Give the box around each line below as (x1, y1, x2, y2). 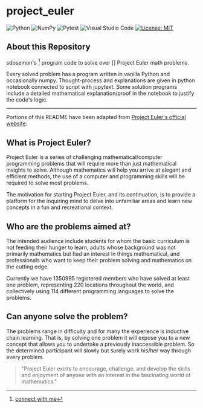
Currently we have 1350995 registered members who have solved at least (6, 275, 190, 282)
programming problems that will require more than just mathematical (6, 160, 177, 167)
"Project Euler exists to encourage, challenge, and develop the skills (21, 364, 190, 372)
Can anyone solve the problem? (6, 311, 128, 322)
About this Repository (6, 42, 91, 52)
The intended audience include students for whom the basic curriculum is (6, 238, 190, 245)
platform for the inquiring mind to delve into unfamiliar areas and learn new (6, 198, 193, 205)
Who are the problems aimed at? (6, 221, 131, 232)
